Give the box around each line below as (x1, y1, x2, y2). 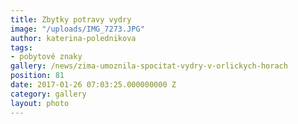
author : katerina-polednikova (10, 33, 137, 43)
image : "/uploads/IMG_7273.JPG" (10, 24, 145, 34)
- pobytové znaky (10, 52, 83, 62)
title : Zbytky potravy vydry (10, 14, 132, 25)
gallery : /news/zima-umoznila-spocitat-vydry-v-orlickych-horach (10, 61, 288, 71)
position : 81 (10, 71, 65, 81)
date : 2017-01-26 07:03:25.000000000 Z (10, 80, 177, 90)
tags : (10, 42, 33, 53)
